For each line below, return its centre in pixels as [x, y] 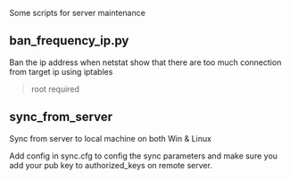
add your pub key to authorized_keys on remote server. [111, 165]
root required [55, 89]
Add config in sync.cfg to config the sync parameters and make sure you [144, 156]
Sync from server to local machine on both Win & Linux [111, 138]
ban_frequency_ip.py [69, 41]
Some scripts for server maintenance [77, 13]
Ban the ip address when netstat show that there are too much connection [145, 62]
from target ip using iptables [61, 71]
